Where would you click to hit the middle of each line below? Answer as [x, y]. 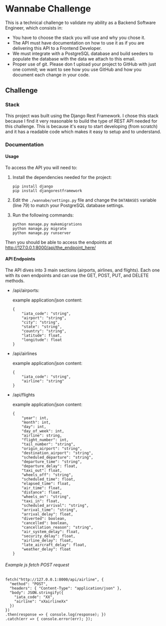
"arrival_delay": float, [47, 514]
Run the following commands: [43, 215]
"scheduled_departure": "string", [57, 457]
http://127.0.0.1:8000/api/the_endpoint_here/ [50, 247]
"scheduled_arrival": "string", [55, 505]
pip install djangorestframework [47, 190]
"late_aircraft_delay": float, [54, 545]
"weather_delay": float [46, 549]
